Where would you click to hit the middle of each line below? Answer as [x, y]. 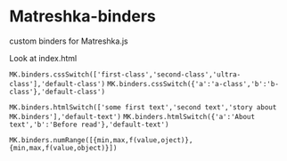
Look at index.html [43, 58]
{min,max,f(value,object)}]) [63, 148]
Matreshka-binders [82, 16]
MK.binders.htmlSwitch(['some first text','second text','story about [143, 107]
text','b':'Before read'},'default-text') [89, 125]
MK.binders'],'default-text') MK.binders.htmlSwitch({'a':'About [132, 117]
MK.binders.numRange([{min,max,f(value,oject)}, [101, 140]
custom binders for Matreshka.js [69, 41]
